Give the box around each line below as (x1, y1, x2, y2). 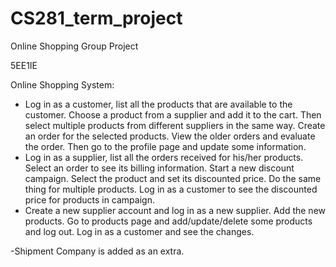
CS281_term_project (10, 7, 183, 30)
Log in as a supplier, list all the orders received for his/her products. (24, 151, 304, 163)
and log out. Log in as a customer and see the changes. (24, 225, 255, 237)
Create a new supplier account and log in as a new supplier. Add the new (24, 204, 326, 216)
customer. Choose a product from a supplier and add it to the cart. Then (24, 108, 322, 121)
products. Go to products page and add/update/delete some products (24, 215, 313, 227)
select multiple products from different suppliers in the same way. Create (24, 119, 326, 131)
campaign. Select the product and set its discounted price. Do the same (24, 172, 322, 184)
